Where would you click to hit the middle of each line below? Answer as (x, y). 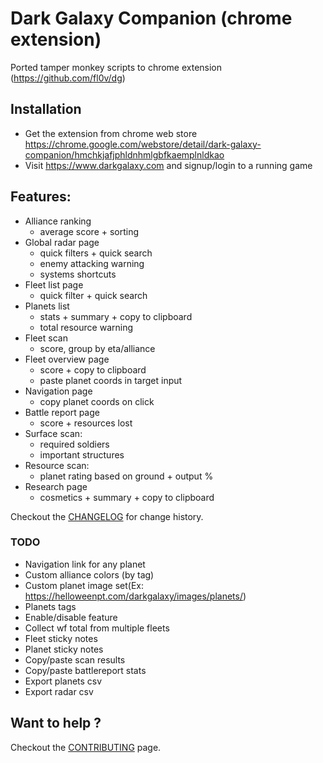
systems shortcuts (78, 274)
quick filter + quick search (93, 295)
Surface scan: (53, 433)
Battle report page (62, 412)
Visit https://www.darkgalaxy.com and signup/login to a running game (168, 165)
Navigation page (58, 391)
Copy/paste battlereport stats (85, 670)
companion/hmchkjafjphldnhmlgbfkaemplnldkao (124, 154)
